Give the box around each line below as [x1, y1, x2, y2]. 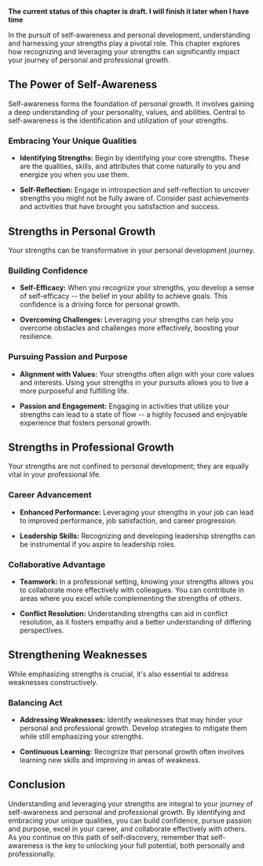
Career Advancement [8, 489, 92, 500]
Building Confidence [8, 265, 89, 276]
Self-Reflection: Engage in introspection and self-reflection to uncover [19, 185, 250, 195]
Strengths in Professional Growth [8, 440, 174, 454]
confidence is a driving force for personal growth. [19, 300, 181, 309]
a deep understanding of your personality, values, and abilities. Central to [8, 107, 246, 116]
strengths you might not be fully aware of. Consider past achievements [19, 193, 250, 203]
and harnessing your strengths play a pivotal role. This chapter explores [8, 39, 241, 48]
